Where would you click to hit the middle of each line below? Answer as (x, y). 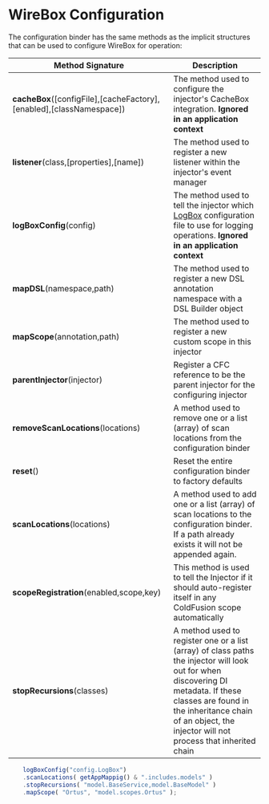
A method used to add (215, 493)
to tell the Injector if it (213, 577)
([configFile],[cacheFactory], (105, 99)
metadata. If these (207, 690)
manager (190, 182)
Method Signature (88, 65)
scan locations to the (213, 514)
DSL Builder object (209, 308)
